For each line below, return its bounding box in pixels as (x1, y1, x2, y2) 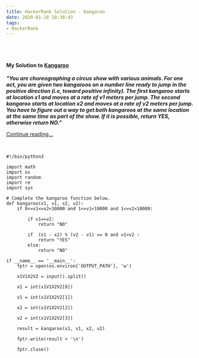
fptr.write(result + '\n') (17, 336, 84, 343)
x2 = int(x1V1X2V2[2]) (17, 305, 73, 311)
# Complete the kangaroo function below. (6, 195, 111, 201)
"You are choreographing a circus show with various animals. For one (6, 75, 184, 82)
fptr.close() (17, 347, 49, 353)
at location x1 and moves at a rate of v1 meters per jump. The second (6, 94, 181, 101)
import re (6, 180, 31, 186)
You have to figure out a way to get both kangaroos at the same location (6, 107, 189, 114)
